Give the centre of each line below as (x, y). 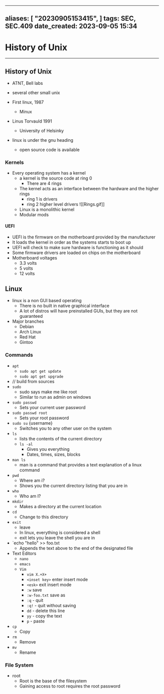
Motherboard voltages (35, 257)
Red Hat (27, 337)
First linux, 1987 (28, 102)
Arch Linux (30, 332)
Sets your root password (44, 418)
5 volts (26, 268)
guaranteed (31, 316)
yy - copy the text (44, 616)
